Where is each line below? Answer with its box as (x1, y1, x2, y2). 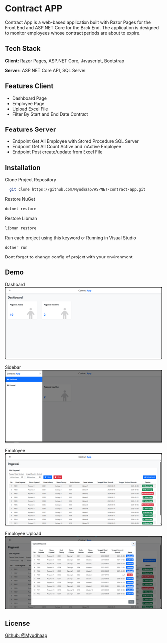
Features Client (5, 82, 54, 90)
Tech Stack (5, 44, 41, 53)
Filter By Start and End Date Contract (12, 111, 88, 117)
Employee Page (12, 100, 45, 106)
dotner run (5, 245, 28, 250)
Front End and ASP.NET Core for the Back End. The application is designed (5, 24, 159, 30)
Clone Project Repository (5, 177, 56, 183)
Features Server (5, 125, 56, 133)
